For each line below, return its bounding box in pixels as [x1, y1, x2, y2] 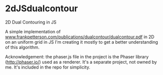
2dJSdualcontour [5, 3, 78, 14]
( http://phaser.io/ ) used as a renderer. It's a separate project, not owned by [5, 59, 157, 65]
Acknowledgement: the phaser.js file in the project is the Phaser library [5, 53, 149, 59]
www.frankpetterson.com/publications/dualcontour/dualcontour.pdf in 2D [5, 34, 155, 40]
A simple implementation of [5, 28, 61, 34]
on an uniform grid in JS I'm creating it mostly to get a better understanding [5, 39, 159, 45]
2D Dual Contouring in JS [5, 19, 57, 25]
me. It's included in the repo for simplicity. [5, 64, 91, 70]
